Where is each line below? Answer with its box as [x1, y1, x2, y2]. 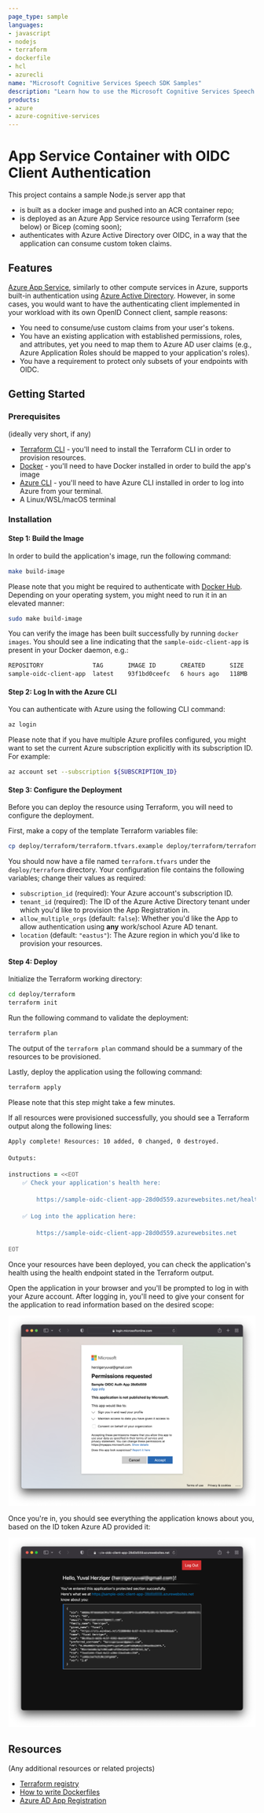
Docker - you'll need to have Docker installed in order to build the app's [19, 461, 251, 470]
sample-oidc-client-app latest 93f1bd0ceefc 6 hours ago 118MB [8, 670, 247, 678]
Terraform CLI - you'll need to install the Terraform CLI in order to [19, 444, 232, 454]
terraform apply [8, 1084, 61, 1092]
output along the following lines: [8, 1121, 112, 1130]
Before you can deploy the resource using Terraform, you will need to [8, 803, 233, 812]
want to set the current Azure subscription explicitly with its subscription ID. [8, 743, 253, 753]
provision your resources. [19, 939, 103, 948]
